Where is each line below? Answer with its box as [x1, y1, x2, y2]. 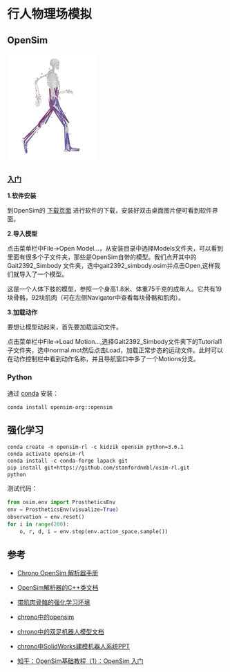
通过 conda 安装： [7, 389, 59, 397]
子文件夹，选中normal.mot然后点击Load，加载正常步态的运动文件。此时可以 [7, 346, 223, 354]
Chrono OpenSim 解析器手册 [17, 568, 99, 577]
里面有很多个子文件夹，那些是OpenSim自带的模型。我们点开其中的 [7, 253, 197, 261]
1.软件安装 [7, 191, 37, 200]
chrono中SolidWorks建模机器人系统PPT [17, 642, 130, 650]
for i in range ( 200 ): [7, 521, 70, 528]
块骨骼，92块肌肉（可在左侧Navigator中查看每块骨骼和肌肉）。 [7, 294, 185, 302]
